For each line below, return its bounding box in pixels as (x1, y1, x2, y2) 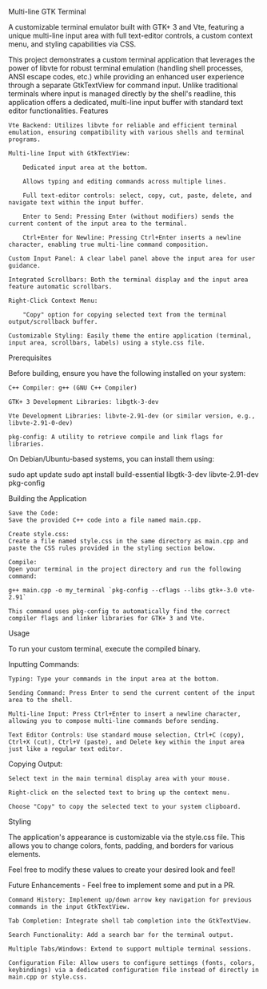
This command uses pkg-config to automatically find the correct (8, 608, 230, 616)
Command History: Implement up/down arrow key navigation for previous (8, 896, 252, 904)
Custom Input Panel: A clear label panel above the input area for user (8, 255, 256, 263)
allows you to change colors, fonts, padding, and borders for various (8, 841, 234, 850)
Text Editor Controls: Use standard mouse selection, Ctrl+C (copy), (8, 731, 245, 739)
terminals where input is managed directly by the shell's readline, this (8, 89, 237, 99)
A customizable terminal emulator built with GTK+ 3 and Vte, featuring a (8, 22, 245, 31)
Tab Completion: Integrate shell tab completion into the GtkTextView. (8, 917, 252, 925)
